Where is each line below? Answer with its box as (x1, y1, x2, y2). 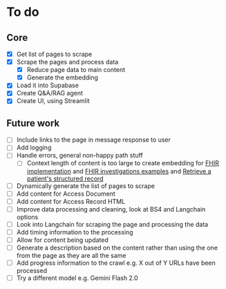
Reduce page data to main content (26, 66, 126, 74)
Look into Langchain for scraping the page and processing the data (16, 220, 209, 228)
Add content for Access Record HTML (16, 197, 126, 205)
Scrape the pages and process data (16, 58, 119, 66)
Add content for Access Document (16, 189, 115, 198)
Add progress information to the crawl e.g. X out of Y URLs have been (16, 259, 216, 267)
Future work (6, 117, 60, 129)
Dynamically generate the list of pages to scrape (16, 181, 155, 190)
